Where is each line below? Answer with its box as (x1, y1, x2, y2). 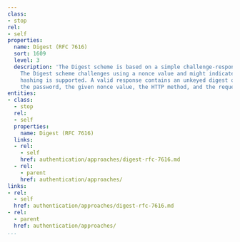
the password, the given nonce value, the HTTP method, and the (20, 83, 216, 90)
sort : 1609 (14, 51, 46, 58)
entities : (7, 90, 37, 97)
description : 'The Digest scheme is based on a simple (14, 63, 181, 70)
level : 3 (14, 57, 40, 64)
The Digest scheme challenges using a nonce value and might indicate (20, 70, 235, 77)
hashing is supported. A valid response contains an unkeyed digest (20, 76, 229, 84)
